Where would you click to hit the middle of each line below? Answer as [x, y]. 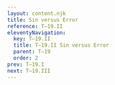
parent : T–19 [32, 52]
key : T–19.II [32, 39]
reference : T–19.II [35, 26]
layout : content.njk [37, 13]
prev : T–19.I [26, 64]
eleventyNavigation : [37, 33]
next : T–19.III [29, 71]
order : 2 [26, 58]
